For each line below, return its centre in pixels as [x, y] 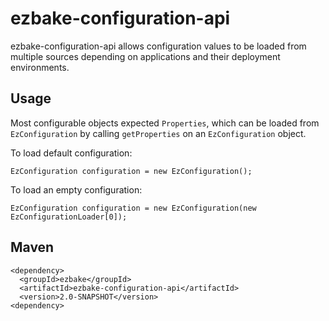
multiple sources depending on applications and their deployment [145, 56]
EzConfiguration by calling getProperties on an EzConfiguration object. [158, 133]
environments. [40, 67]
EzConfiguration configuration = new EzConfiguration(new [133, 208]
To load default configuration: [71, 153]
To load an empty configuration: [76, 189]
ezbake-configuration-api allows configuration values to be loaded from [158, 46]
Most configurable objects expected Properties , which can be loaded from [165, 123]
